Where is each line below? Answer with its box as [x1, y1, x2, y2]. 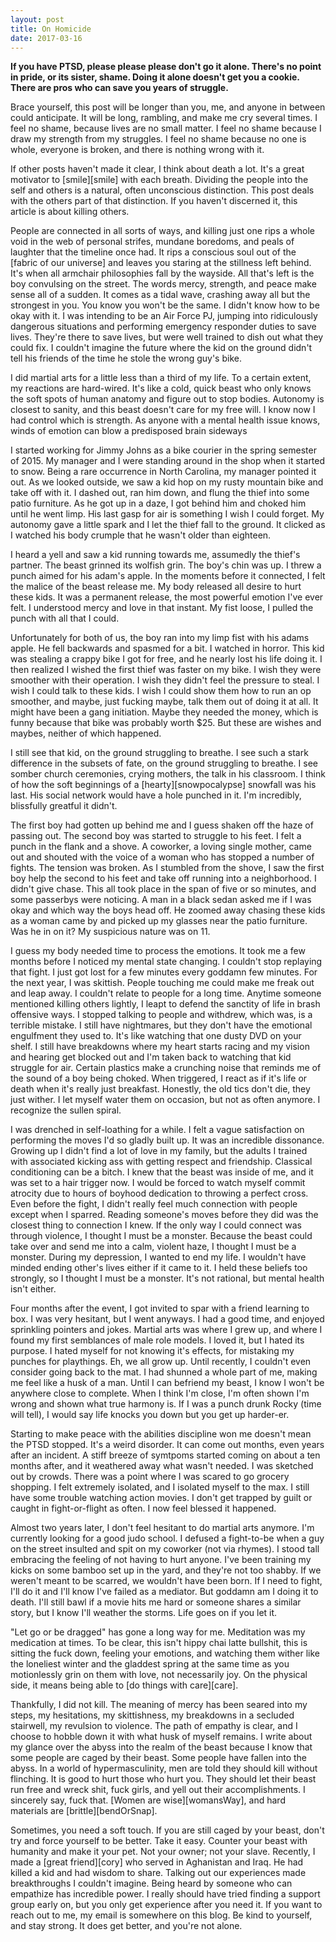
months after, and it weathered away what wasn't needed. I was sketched [10, 1460, 314, 1472]
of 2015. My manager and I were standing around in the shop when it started [10, 455, 326, 467]
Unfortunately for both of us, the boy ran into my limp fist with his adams [10, 632, 310, 644]
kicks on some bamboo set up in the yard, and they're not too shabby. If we [10, 1564, 322, 1576]
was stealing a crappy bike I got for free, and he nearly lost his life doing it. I [10, 653, 323, 665]
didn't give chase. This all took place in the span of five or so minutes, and [10, 883, 317, 895]
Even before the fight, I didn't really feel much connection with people [10, 1198, 298, 1210]
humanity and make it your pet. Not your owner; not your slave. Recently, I [10, 1846, 316, 1858]
